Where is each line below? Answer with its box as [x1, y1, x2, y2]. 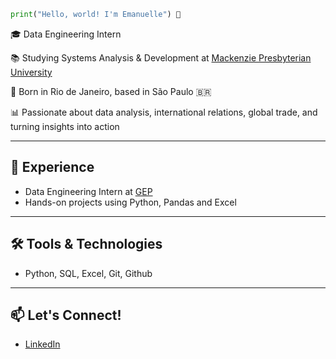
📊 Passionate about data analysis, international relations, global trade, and [10, 106, 318, 118]
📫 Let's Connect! [10, 306, 122, 324]
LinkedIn [24, 338, 61, 350]
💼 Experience [10, 159, 95, 176]
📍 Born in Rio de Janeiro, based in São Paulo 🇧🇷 [10, 85, 212, 97]
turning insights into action [10, 120, 120, 132]
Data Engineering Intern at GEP [24, 185, 153, 197]
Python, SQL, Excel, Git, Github [24, 267, 153, 279]
